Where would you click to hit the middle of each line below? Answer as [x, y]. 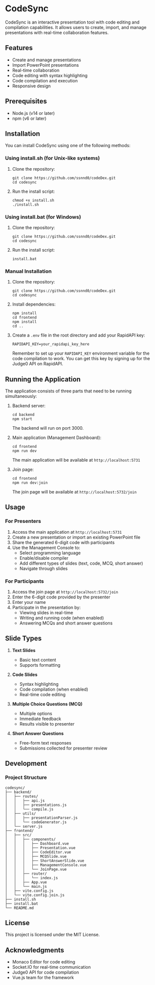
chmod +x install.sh [33, 200]
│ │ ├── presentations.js [36, 805]
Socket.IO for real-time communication [51, 967]
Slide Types [23, 638]
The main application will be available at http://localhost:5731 [76, 460]
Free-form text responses [45, 743]
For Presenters [23, 521]
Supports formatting [40, 665]
